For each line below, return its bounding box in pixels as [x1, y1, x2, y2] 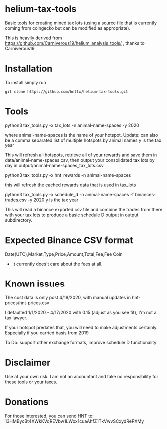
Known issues [5, 278, 65, 289]
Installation [5, 63, 53, 74]
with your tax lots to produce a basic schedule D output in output [5, 212, 139, 218]
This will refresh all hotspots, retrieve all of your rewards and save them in [5, 152, 157, 158]
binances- [135, 191, 156, 197]
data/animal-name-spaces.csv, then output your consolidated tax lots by [5, 157, 155, 163]
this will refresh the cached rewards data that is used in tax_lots [5, 182, 136, 188]
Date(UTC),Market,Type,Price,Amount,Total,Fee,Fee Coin [5, 251, 123, 257]
